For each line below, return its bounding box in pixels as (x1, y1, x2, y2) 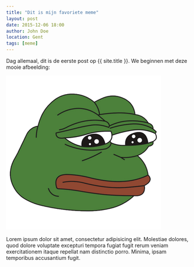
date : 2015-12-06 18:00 (6, 22, 65, 28)
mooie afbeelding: (6, 64, 50, 71)
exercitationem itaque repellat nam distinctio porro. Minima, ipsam (6, 248, 167, 255)
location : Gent (6, 34, 44, 41)
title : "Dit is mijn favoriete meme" (6, 9, 99, 15)
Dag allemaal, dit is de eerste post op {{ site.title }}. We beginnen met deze (6, 58, 188, 64)
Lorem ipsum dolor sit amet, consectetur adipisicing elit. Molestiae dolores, (6, 236, 189, 242)
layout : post (6, 15, 38, 22)
